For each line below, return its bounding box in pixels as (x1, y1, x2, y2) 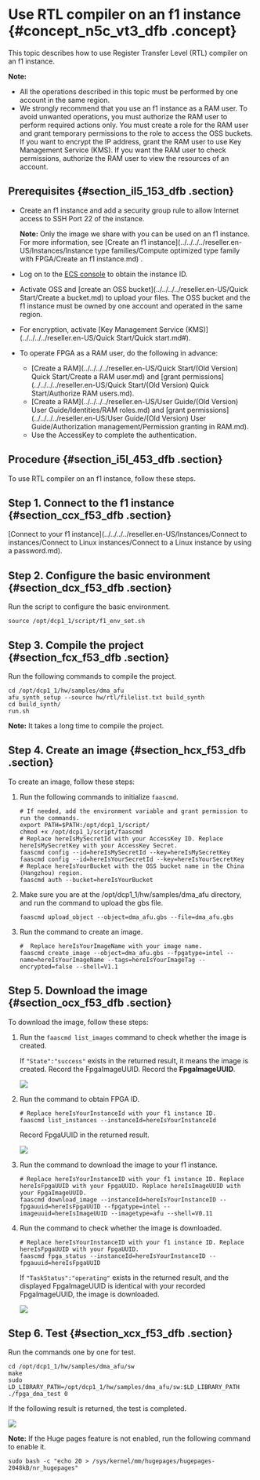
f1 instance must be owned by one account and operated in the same (19, 301, 243, 311)
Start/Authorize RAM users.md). (31, 388, 135, 398)
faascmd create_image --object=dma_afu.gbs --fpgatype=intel (19, 949, 224, 957)
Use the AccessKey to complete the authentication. (31, 430, 197, 439)
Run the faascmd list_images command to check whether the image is (19, 1032, 247, 1041)
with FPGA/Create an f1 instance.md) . (19, 253, 143, 264)
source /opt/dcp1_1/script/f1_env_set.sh (8, 618, 146, 625)
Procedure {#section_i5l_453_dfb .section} (8, 453, 223, 466)
